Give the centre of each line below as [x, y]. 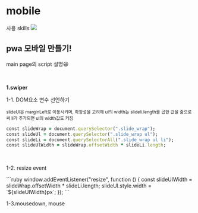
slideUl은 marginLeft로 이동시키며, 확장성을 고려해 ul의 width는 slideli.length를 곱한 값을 [92, 112]
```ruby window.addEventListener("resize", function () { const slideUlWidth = [99, 180]
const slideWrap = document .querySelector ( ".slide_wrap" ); [81, 129]
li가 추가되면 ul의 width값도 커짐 [43, 118]
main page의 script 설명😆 [37, 64]
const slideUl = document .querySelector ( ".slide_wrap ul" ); [82, 134]
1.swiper [17, 87]
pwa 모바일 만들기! [39, 49]
